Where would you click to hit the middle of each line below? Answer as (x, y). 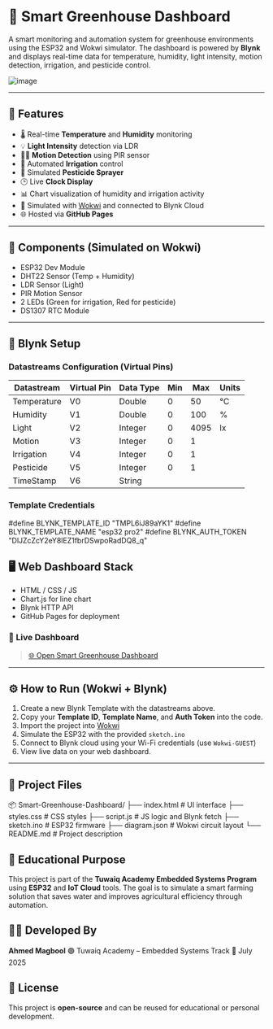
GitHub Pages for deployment (70, 617)
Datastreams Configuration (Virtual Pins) (91, 367)
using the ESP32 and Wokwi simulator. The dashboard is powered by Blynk (134, 47)
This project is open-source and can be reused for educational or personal (134, 1007)
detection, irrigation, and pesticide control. (80, 65)
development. (31, 1016)
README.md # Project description (66, 834)
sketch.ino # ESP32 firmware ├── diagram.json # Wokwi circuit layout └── (135, 826)
